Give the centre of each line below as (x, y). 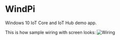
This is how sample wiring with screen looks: (50, 32)
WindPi (20, 9)
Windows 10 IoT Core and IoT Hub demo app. (51, 23)
